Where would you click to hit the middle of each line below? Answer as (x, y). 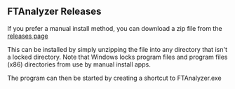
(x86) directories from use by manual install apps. (79, 64)
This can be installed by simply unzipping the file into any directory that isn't (117, 49)
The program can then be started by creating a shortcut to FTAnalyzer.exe (115, 78)
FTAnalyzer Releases (54, 12)
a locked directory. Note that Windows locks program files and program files (117, 57)
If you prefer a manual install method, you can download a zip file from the (115, 28)
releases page (28, 36)
